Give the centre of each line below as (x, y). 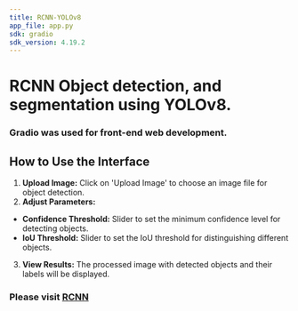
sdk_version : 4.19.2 (48, 42)
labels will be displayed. (66, 274)
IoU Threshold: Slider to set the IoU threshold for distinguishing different (155, 238)
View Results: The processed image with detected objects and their (147, 265)
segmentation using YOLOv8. (121, 105)
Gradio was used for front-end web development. (118, 132)
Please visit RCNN (49, 297)
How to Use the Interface (80, 161)
